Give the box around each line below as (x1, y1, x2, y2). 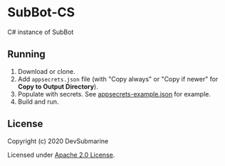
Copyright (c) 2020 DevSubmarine (7, 136, 109, 145)
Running (7, 48, 46, 60)
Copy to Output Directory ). (17, 82, 98, 91)
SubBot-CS (7, 4, 75, 21)
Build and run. (17, 97, 59, 106)
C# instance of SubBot (7, 28, 74, 36)
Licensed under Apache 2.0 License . (7, 150, 115, 159)
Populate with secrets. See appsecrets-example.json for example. (17, 89, 211, 98)
